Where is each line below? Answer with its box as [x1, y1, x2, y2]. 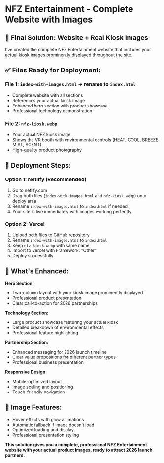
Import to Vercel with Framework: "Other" [12, 248, 97, 253]
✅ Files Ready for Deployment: [5, 66, 101, 74]
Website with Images [5, 14, 93, 25]
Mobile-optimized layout [12, 378, 62, 384]
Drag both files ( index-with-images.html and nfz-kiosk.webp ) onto [12, 192, 147, 198]
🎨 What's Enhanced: [5, 267, 69, 276]
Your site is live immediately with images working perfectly [12, 208, 131, 214]
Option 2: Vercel [5, 220, 45, 227]
